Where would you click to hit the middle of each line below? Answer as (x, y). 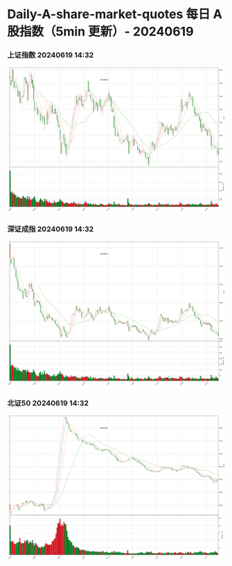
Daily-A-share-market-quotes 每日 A (115, 14)
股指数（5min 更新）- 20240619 (100, 32)
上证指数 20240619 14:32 (51, 55)
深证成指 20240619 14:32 (51, 229)
